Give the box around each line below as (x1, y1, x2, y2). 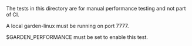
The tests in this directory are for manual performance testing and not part (6, 5, 186, 12)
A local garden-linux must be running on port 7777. (6, 23, 129, 29)
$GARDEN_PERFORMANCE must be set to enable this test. (6, 34, 148, 40)
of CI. (6, 11, 19, 18)
